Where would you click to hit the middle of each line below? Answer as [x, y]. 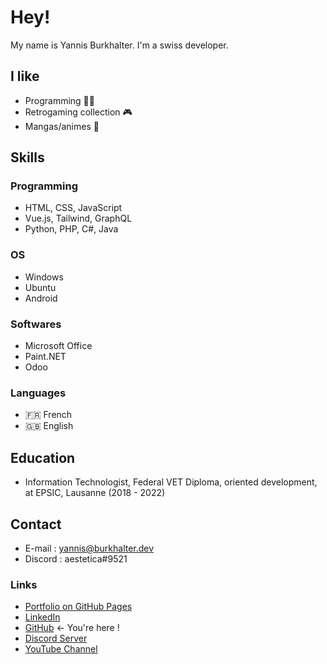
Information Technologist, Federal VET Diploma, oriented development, [171, 482]
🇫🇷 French [48, 415]
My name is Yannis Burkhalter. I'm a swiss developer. [119, 45]
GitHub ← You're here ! [72, 628]
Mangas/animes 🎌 [62, 126]
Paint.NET [45, 357]
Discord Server [56, 638]
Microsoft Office [58, 346]
